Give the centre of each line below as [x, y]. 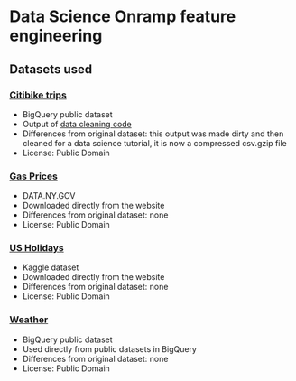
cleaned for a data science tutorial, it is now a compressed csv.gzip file [154, 143]
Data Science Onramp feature [123, 17]
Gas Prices [34, 176]
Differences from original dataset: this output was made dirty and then [153, 134]
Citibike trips [38, 95]
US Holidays [37, 248]
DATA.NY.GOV [49, 196]
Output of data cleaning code [77, 124]
